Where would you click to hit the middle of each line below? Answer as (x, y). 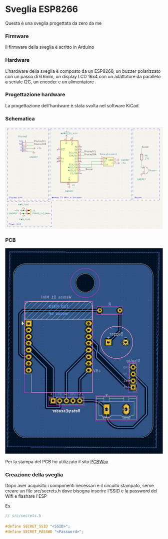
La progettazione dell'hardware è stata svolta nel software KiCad (72, 105)
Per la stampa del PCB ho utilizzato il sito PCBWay (57, 462)
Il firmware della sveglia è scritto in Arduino (50, 47)
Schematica (20, 118)
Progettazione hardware (35, 95)
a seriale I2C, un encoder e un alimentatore (49, 82)
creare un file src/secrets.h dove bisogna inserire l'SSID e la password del (81, 491)
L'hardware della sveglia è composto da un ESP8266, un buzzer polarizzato (83, 71)
